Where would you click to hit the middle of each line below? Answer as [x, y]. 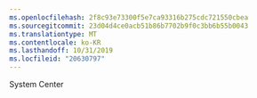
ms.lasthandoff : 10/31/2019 [61, 51]
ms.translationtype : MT [53, 34]
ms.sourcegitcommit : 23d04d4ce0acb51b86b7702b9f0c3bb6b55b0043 [129, 26]
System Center [36, 84]
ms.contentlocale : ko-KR [55, 42]
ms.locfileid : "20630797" [57, 59]
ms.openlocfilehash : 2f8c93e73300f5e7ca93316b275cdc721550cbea [129, 17]
